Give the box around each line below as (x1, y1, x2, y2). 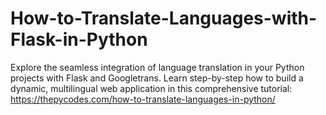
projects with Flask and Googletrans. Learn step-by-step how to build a (10, 72, 304, 84)
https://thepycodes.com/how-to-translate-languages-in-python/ (10, 93, 276, 105)
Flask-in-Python (10, 28, 148, 51)
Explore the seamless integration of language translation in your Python (10, 61, 305, 73)
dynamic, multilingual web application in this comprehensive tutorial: (10, 82, 293, 94)
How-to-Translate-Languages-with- (10, 7, 318, 30)
